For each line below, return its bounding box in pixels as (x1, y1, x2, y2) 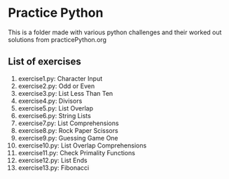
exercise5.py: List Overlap (18, 103, 94, 113)
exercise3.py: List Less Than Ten (18, 89, 113, 97)
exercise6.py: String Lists (18, 111, 92, 120)
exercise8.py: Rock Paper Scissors (18, 126, 118, 134)
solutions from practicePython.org (8, 35, 107, 43)
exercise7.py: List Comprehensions (18, 119, 119, 127)
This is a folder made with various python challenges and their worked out (8, 28, 222, 36)
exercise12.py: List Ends (18, 156, 88, 164)
